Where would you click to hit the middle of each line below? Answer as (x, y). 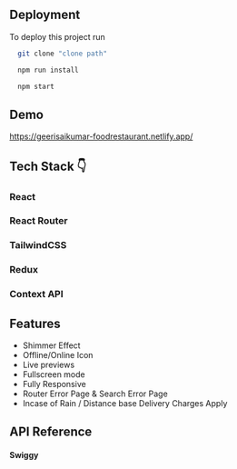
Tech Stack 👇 (48, 166)
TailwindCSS (38, 245)
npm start (36, 86)
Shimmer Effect (51, 345)
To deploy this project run (58, 36)
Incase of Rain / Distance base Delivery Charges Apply (125, 404)
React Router (39, 221)
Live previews (49, 365)
